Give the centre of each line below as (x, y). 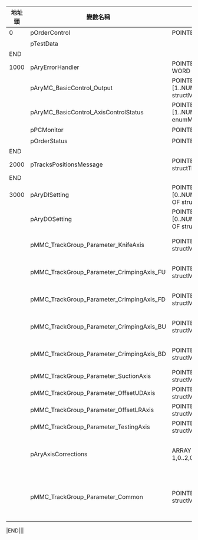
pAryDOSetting (51, 219)
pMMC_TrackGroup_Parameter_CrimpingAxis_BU (98, 327)
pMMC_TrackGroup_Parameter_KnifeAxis (87, 245)
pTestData (44, 44)
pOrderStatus (49, 141)
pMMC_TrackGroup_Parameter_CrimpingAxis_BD (98, 354)
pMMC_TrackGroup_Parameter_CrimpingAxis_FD (98, 299)
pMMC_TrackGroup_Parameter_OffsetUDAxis (93, 393)
